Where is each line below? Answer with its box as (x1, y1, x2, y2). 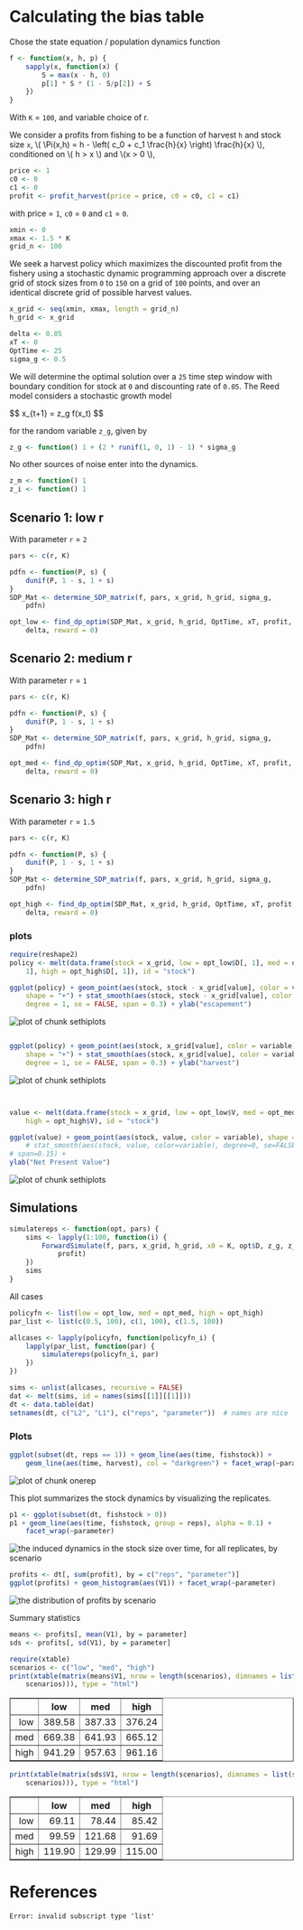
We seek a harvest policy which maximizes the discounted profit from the (9, 258, 282, 269)
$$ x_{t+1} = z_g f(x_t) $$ (9, 408, 104, 418)
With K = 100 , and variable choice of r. (9, 112, 149, 123)
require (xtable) (9, 1654, 70, 1663)
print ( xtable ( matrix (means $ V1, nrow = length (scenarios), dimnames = (9, 1672, 277, 1681)
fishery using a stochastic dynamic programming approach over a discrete (9, 268, 287, 279)
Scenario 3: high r (9, 792, 112, 808)
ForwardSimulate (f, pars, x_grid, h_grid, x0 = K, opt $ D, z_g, (41, 1241, 284, 1251)
